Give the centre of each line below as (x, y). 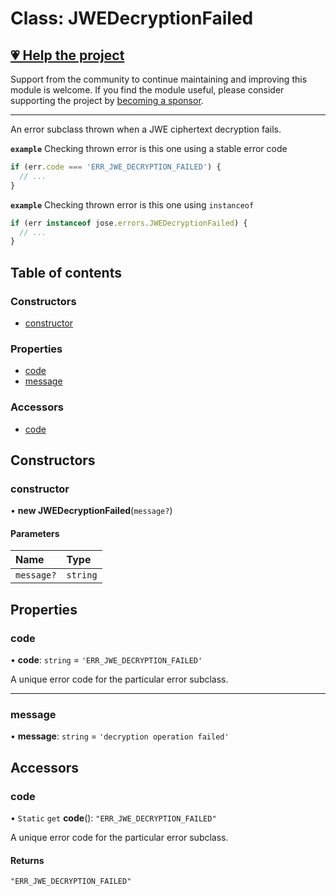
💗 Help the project (67, 55)
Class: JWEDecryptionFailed (132, 18)
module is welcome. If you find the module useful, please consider (147, 90)
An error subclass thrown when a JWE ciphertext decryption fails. (146, 129)
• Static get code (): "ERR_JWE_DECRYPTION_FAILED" (113, 818)
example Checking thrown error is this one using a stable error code (149, 148)
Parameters (35, 533)
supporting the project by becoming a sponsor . (107, 100)
